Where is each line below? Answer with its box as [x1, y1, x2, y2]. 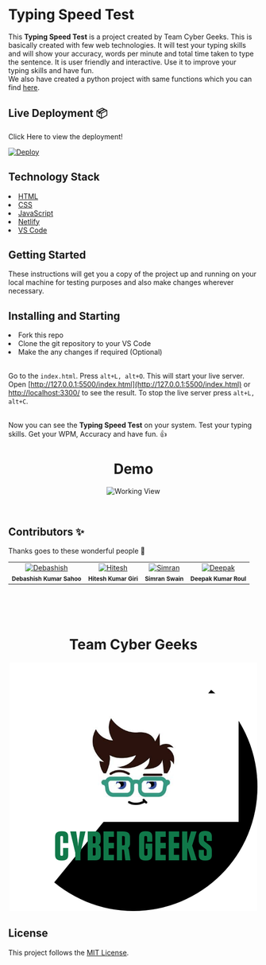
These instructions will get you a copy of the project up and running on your [8, 269, 256, 279]
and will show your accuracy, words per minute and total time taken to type [8, 49, 254, 58]
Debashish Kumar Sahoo [11, 574, 82, 582]
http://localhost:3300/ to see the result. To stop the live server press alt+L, [8, 388, 256, 398]
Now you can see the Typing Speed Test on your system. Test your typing [8, 420, 253, 430]
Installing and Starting [8, 309, 121, 323]
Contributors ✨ [8, 525, 85, 539]
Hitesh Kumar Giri [87, 574, 139, 582]
